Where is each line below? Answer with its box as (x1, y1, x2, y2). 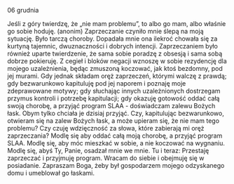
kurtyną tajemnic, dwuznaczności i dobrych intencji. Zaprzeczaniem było (7, 42, 219, 50)
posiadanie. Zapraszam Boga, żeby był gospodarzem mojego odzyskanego (7, 162, 225, 169)
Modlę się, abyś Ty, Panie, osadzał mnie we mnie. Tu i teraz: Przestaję (7, 147, 209, 155)
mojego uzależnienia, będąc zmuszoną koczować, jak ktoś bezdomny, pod (7, 65, 223, 72)
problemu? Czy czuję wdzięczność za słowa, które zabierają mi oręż (7, 124, 205, 132)
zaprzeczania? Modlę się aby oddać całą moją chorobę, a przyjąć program (7, 131, 223, 140)
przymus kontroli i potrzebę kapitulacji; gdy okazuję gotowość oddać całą (7, 94, 220, 103)
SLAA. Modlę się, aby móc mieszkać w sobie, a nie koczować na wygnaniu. (7, 139, 226, 147)
